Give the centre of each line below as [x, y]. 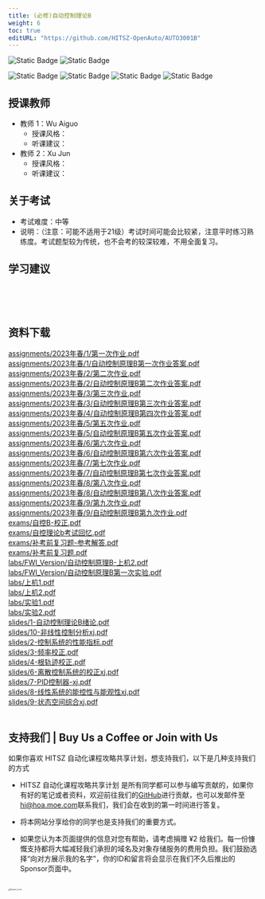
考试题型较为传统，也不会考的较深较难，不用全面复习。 [132, 241]
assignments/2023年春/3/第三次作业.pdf [75, 393]
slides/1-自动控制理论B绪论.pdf [59, 622]
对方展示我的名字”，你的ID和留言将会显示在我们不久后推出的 [136, 859]
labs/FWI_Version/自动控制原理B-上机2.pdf [78, 562]
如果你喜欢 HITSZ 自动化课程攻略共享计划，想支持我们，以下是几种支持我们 [132, 758]
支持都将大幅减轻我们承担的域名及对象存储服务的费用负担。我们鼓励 [138, 849]
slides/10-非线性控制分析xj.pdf [58, 632]
